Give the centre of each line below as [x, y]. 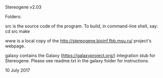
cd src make [18, 31]
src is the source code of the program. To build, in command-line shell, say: [81, 26]
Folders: [13, 16]
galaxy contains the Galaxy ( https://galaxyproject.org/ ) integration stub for [80, 55]
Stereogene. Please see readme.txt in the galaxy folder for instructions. [77, 61]
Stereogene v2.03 [23, 7]
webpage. [15, 46]
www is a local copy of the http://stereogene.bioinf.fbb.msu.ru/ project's [78, 41]
